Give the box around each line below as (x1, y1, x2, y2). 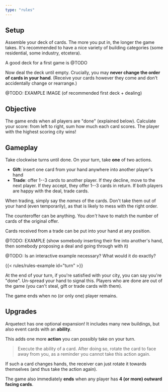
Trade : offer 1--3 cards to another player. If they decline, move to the (12, 177, 155, 183)
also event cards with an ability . (5, 326, 72, 332)
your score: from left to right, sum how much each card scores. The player (5, 123, 159, 129)
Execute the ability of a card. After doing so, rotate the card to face (17, 346, 156, 352)
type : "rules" (5, 7, 35, 13)
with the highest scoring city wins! (5, 129, 76, 135)
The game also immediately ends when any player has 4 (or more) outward (5, 376, 162, 382)
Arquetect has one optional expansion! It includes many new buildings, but (5, 320, 160, 326)
